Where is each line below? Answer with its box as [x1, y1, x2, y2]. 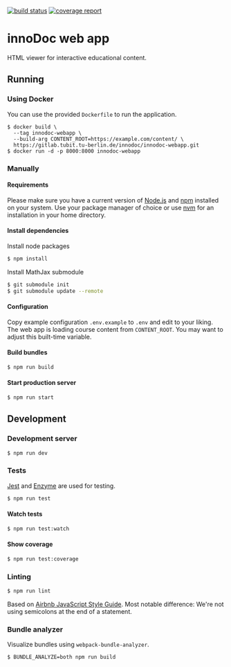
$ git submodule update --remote [7, 288, 104, 294]
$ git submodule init [7, 281, 70, 288]
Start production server [7, 379, 77, 387]
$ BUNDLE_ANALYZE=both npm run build [7, 654, 116, 661]
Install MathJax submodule [7, 267, 84, 276]
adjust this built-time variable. [7, 332, 92, 341]
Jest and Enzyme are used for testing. [7, 481, 115, 490]
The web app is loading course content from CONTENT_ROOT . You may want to [7, 325, 223, 333]
